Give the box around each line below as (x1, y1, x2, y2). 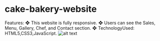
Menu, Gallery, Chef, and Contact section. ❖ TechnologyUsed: (5, 25, 135, 31)
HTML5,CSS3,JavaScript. (5, 30, 57, 36)
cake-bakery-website (5, 3, 97, 15)
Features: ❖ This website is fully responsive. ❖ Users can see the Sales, (5, 20, 156, 26)
